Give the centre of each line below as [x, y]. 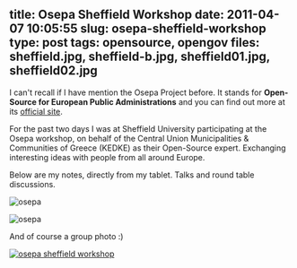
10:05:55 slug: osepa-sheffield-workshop [146, 29]
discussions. [32, 184]
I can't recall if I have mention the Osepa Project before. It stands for [135, 92]
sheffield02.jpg [54, 71]
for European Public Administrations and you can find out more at [162, 101]
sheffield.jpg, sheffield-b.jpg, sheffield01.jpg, [140, 57]
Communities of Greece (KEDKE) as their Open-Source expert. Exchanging [148, 148]
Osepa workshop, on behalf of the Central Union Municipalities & [129, 138]
